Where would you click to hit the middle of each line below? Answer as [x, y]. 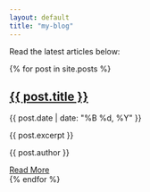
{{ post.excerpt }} [42, 136]
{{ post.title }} [49, 96]
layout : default [39, 17]
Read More [29, 170]
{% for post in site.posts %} [60, 69]
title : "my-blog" [42, 26]
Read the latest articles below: [65, 51]
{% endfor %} [35, 179]
